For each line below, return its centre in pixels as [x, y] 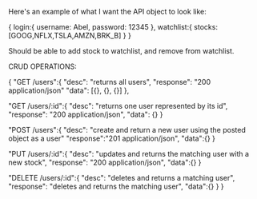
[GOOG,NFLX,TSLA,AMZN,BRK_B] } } [70, 36]
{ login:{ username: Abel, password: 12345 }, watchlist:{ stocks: [113, 27]
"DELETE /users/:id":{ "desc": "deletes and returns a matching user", [122, 178]
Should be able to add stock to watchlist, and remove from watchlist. [121, 51]
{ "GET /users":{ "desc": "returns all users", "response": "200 [109, 82]
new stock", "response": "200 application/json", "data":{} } [105, 162]
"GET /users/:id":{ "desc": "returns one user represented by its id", [118, 106]
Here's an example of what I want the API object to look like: [107, 12]
